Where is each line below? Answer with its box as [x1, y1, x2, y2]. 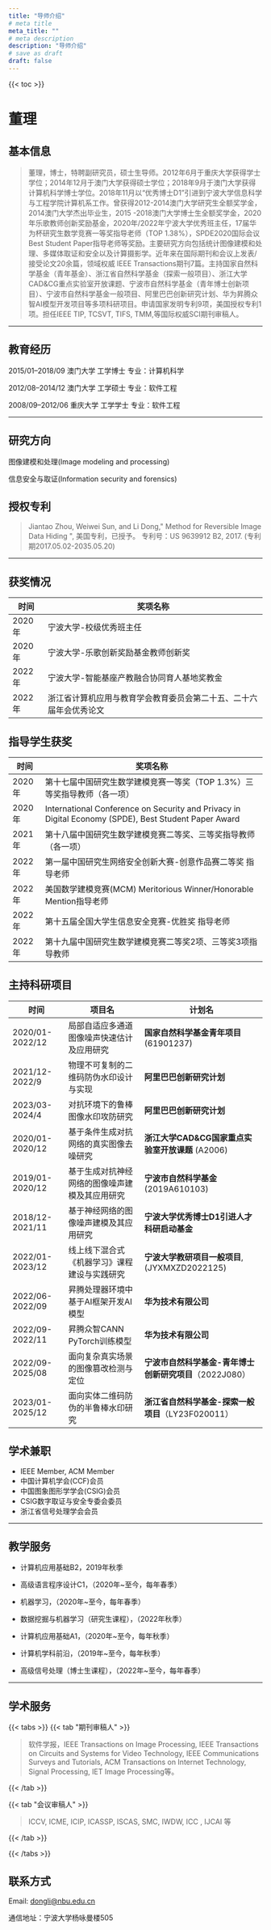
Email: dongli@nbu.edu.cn [8, 1896, 95, 1906]
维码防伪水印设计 [68, 1071, 133, 1082]
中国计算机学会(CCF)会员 [19, 1475, 104, 1485]
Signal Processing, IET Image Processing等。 [27, 1767, 179, 1776]
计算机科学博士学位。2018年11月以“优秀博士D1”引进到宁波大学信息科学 [27, 188, 263, 197]
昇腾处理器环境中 [68, 1284, 133, 1295]
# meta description [8, 34, 74, 43]
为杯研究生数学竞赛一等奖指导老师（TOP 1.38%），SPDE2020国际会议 [27, 228, 261, 238]
